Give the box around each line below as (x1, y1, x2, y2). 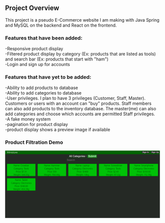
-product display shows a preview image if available (5, 127, 110, 132)
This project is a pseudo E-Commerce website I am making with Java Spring (5, 17, 160, 23)
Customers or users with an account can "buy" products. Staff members (5, 100, 152, 106)
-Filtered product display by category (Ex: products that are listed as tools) (5, 51, 156, 57)
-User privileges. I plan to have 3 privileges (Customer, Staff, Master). (5, 96, 146, 101)
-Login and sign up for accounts (5, 62, 70, 67)
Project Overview (5, 4, 59, 12)
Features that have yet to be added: (5, 74, 92, 81)
